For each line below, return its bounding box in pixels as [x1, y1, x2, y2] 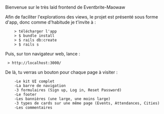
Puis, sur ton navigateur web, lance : [5, 51, 80, 56]
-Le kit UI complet [14, 79, 55, 84]
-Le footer [14, 92, 37, 97]
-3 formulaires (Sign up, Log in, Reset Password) [14, 87, 122, 92]
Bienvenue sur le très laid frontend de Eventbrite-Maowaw [5, 4, 125, 10]
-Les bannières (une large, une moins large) [14, 96, 111, 101]
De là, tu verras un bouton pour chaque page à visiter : [5, 69, 118, 75]
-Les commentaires [14, 105, 52, 110]
